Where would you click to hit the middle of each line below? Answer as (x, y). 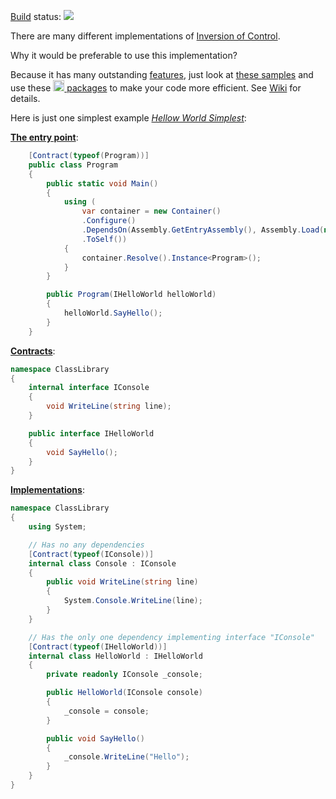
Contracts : (33, 351)
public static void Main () (102, 183)
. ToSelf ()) (104, 239)
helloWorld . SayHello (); (113, 313)
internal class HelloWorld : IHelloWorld (115, 656)
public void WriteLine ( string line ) (122, 582)
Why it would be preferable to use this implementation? (124, 55)
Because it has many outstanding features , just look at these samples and (162, 74)
